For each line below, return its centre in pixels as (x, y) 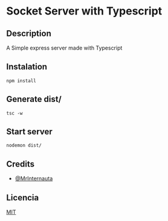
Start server (29, 132)
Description (29, 34)
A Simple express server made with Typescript (64, 48)
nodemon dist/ (24, 146)
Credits (21, 164)
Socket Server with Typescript (84, 11)
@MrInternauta (34, 179)
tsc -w (15, 113)
